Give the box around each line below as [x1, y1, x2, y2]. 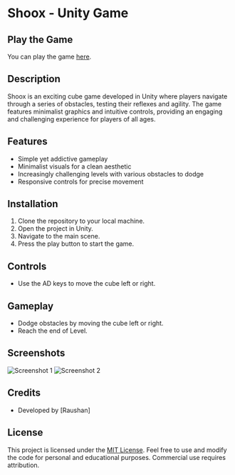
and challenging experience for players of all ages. [7, 114, 156, 123]
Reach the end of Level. [17, 326, 88, 335]
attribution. [7, 461, 40, 469]
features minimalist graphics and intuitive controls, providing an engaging [7, 107, 223, 116]
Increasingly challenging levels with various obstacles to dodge [17, 169, 204, 178]
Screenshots [7, 347, 66, 359]
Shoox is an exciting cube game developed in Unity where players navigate [7, 91, 228, 101]
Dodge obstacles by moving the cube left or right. [17, 319, 164, 328]
